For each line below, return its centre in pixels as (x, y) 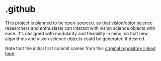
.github (20, 9)
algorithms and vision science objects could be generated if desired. (75, 39)
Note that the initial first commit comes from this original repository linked (80, 48)
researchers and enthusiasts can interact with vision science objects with (80, 28)
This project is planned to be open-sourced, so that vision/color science (79, 23)
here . (10, 54)
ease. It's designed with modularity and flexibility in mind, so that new (77, 33)
